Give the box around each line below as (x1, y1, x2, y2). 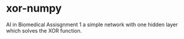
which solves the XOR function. (6, 27, 82, 34)
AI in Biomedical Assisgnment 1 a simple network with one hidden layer (6, 21, 178, 28)
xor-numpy (6, 2, 62, 15)
